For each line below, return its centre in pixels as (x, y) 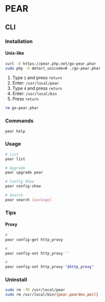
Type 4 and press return (37, 88)
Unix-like (15, 53)
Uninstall (16, 280)
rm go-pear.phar (22, 108)
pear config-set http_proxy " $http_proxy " (50, 267)
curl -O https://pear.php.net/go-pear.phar (51, 64)
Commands (19, 121)
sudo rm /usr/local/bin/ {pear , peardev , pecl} (52, 295)
